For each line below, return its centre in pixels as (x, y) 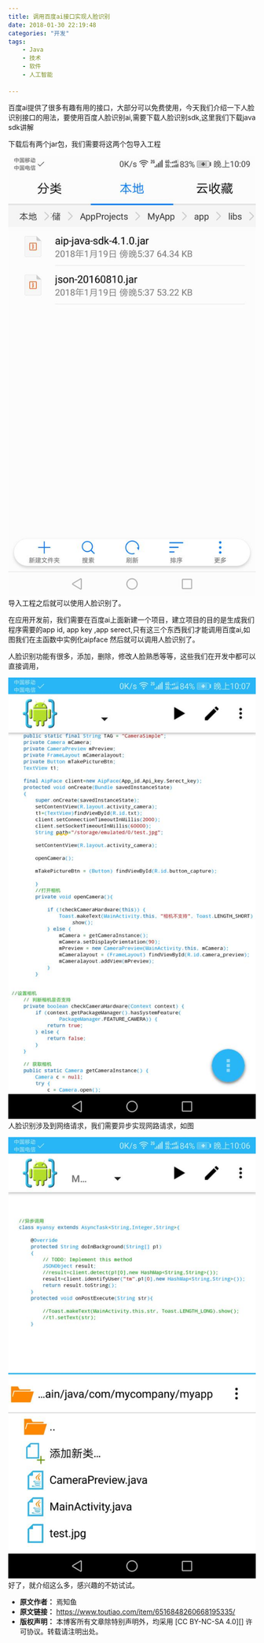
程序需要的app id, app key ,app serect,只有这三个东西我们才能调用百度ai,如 (129, 630)
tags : (17, 42)
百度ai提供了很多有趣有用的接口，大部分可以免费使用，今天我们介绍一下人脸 (132, 107)
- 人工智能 (38, 75)
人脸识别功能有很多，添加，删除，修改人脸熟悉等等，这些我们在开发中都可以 (132, 657)
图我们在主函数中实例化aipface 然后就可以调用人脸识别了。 (104, 640)
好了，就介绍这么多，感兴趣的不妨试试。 (73, 1585)
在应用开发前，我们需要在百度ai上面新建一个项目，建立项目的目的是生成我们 (132, 620)
